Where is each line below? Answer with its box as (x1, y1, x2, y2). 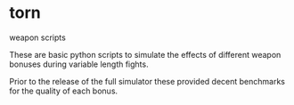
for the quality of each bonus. (9, 85, 118, 96)
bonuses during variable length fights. (9, 59, 149, 69)
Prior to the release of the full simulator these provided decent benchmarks (9, 76, 285, 86)
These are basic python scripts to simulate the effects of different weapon (9, 49, 282, 60)
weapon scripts (9, 32, 67, 43)
